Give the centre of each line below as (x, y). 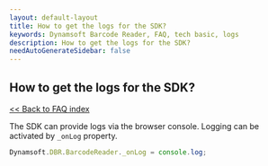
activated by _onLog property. (63, 135)
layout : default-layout (54, 17)
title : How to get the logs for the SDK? (88, 26)
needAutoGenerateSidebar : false (70, 51)
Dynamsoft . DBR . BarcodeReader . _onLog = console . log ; (108, 152)
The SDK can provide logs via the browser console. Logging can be (134, 126)
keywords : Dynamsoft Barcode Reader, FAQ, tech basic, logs (125, 34)
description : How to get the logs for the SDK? (100, 43)
